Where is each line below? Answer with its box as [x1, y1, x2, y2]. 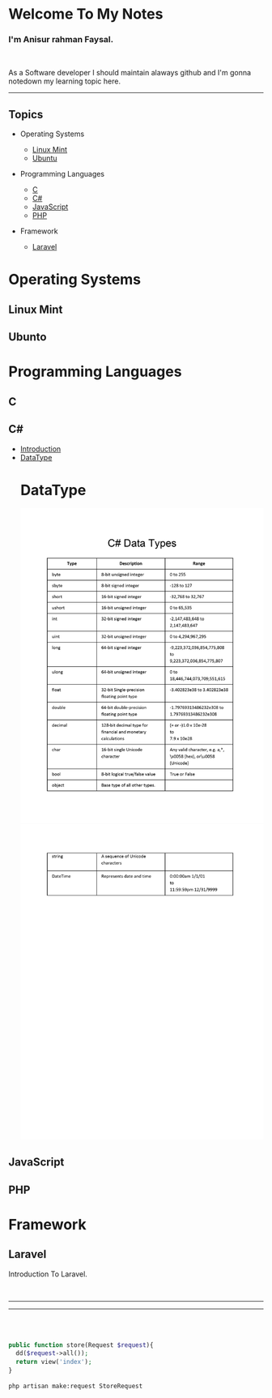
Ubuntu [32, 153, 57, 163]
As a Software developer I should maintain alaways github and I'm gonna [8, 68, 252, 78]
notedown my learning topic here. [8, 76, 121, 86]
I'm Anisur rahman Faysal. [8, 34, 114, 45]
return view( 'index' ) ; [15, 1358, 92, 1366]
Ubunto [8, 330, 47, 344]
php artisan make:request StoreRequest [8, 1383, 143, 1391]
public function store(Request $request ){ [8, 1340, 154, 1349]
